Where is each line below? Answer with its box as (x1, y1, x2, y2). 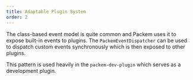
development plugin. (6, 67, 56, 74)
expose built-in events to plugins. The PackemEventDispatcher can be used (6, 37, 188, 44)
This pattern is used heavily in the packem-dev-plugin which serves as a (6, 60, 181, 68)
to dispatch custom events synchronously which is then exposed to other (6, 43, 185, 50)
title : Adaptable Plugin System (6, 8, 86, 15)
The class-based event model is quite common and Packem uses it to (6, 30, 176, 37)
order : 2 (6, 14, 28, 20)
